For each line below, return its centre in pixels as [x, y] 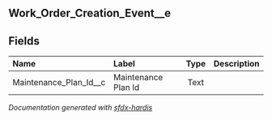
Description [236, 64]
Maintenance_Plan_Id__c [59, 83]
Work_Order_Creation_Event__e [90, 13]
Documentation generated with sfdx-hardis [81, 108]
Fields [24, 41]
